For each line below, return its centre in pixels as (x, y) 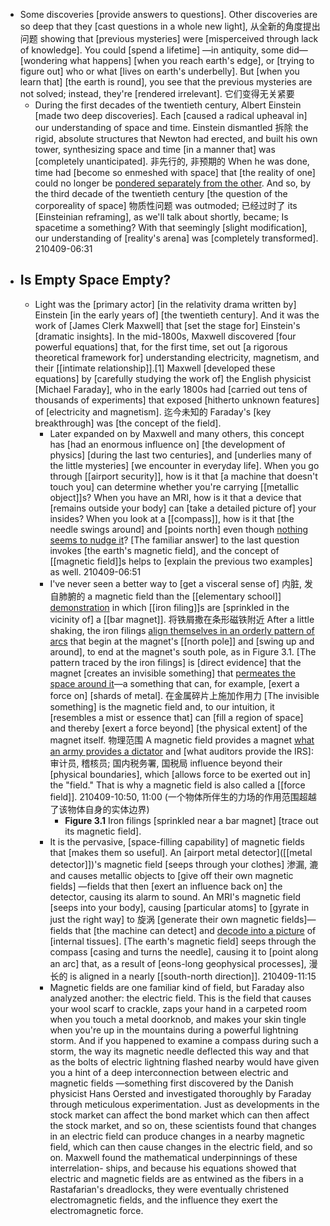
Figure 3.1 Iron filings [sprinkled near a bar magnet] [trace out (191, 820)
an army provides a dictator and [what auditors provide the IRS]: (181, 751)
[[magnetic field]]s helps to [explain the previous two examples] (181, 561)
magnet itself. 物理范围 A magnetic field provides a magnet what (182, 740)
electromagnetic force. (96, 1210)
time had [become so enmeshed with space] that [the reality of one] (175, 172)
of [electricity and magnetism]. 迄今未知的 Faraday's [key (153, 411)
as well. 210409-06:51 (95, 571)
